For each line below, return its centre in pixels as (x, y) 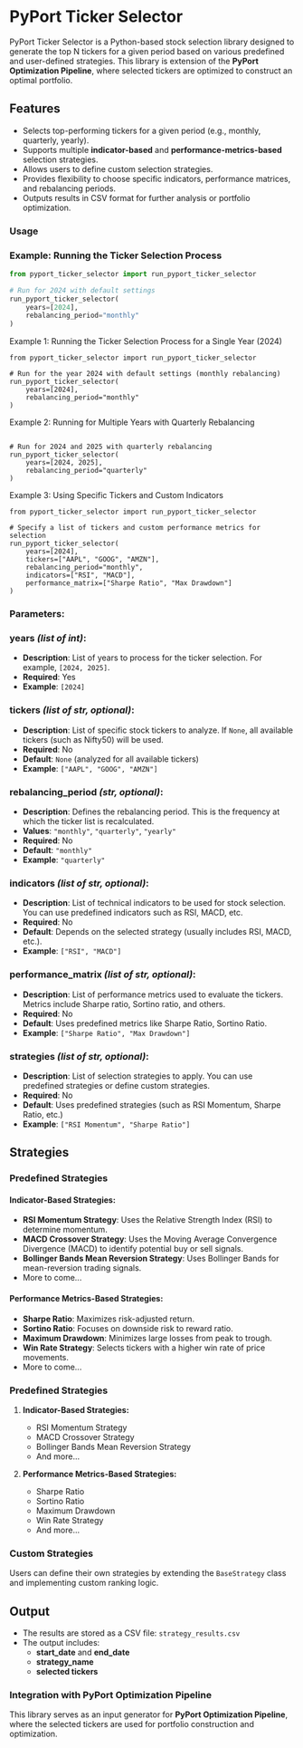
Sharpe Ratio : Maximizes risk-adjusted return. (109, 1319)
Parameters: (37, 614)
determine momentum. (65, 1230)
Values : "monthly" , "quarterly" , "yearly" (99, 831)
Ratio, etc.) (43, 1114)
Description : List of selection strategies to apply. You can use (137, 1076)
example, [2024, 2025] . (66, 668)
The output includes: (61, 1643)
